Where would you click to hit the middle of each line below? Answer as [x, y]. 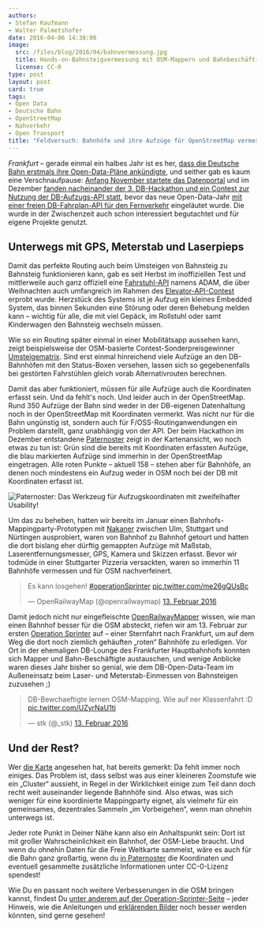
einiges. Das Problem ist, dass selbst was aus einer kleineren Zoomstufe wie [132, 775]
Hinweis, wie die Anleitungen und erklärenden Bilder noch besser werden [127, 907]
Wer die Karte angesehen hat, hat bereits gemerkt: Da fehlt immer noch [124, 767]
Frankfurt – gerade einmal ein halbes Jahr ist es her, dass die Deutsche [124, 163]
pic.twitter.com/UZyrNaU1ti [72, 708]
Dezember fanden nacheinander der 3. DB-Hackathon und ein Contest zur [129, 188]
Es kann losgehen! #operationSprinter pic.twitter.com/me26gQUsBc [138, 586]
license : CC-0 [38, 67]
